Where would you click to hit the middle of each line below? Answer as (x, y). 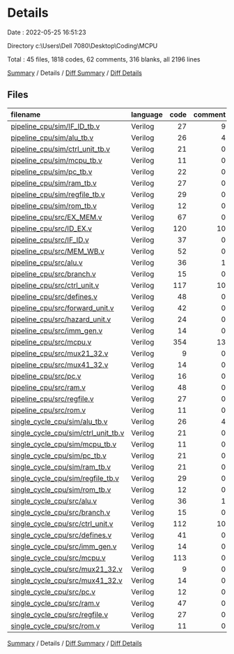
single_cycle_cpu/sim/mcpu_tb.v (64, 444)
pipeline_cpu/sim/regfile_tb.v (58, 194)
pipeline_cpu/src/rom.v (48, 410)
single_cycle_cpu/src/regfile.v (60, 614)
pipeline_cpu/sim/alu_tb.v (52, 138)
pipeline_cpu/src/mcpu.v (51, 342)
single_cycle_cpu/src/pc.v (53, 592)
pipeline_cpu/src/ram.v (48, 387)
